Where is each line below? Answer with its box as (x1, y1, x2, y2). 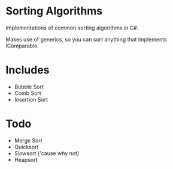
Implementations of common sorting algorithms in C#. (5, 24, 139, 31)
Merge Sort (14, 137, 43, 144)
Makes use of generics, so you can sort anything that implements (5, 35, 167, 43)
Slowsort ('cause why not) (14, 149, 80, 157)
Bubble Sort (14, 83, 44, 90)
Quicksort (14, 143, 39, 150)
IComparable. (5, 42, 40, 49)
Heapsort (14, 156, 38, 163)
